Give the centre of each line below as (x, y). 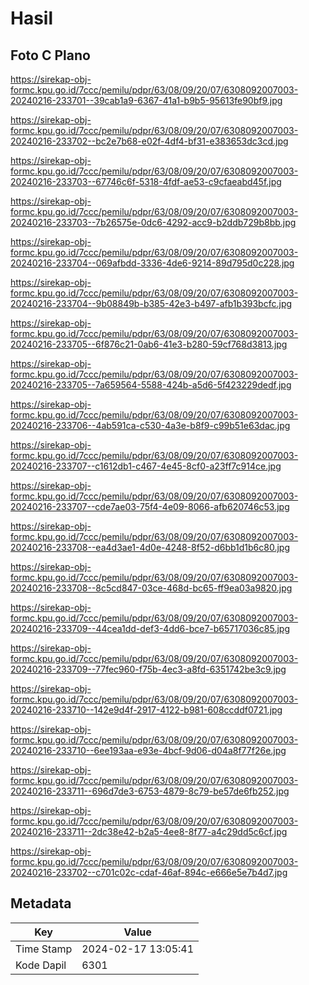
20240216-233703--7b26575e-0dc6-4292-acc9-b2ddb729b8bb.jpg (153, 222)
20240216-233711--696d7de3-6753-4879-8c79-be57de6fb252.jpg (150, 791)
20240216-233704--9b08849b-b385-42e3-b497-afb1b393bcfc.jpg (151, 303)
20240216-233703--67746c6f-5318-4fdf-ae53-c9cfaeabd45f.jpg (146, 181)
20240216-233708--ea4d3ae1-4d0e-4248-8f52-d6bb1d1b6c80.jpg (150, 547)
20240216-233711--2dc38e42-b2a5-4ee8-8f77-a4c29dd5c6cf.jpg (149, 831)
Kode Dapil (41, 965)
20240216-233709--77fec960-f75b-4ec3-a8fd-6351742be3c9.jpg (148, 669)
